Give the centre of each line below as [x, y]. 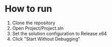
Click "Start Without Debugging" [46, 39]
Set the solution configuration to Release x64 [60, 33]
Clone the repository [34, 23]
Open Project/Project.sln [38, 28]
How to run [29, 9]
